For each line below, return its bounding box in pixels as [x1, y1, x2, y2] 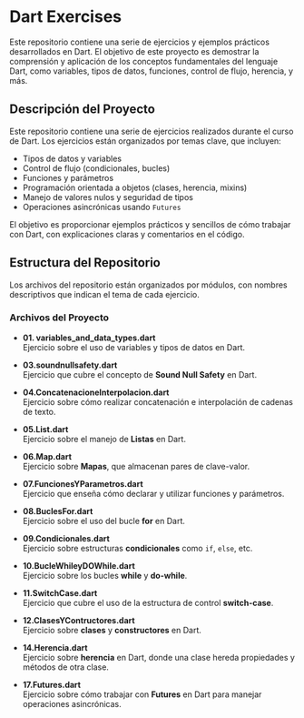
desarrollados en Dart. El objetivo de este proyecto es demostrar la [9, 46, 260, 56]
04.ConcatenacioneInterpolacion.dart [22, 387, 170, 398]
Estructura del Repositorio [9, 255, 161, 270]
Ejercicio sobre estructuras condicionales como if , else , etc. [22, 542, 253, 553]
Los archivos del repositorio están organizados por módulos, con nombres [9, 279, 288, 290]
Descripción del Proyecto [9, 102, 156, 117]
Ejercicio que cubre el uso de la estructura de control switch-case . [22, 597, 274, 608]
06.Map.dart [22, 450, 73, 461]
